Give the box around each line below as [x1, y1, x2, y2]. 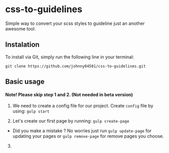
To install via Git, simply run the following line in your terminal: [5, 54, 134, 60]
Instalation [5, 41, 39, 49]
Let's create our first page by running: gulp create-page [12, 118, 130, 124]
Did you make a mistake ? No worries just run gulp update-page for [12, 128, 152, 134]
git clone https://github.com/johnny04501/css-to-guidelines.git [5, 63, 146, 69]
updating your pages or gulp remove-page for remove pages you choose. [12, 133, 164, 139]
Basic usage [5, 78, 45, 86]
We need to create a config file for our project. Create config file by [12, 103, 153, 109]
